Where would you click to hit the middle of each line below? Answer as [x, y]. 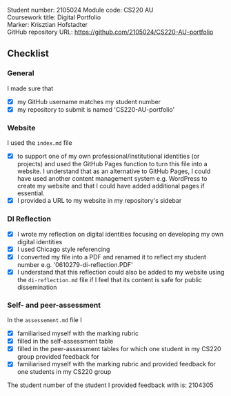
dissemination [37, 287]
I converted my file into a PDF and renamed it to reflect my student [112, 257]
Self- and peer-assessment [54, 305]
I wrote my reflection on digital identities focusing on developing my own [120, 234]
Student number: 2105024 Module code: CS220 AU [80, 10]
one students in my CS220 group [64, 372]
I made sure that [30, 88]
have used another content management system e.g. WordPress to [112, 179]
